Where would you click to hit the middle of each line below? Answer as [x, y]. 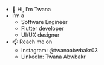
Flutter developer [42, 28]
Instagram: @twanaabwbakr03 [59, 50]
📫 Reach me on [32, 42]
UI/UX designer [40, 35]
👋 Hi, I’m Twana [31, 9]
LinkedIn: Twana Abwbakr [53, 57]
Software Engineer [44, 22]
